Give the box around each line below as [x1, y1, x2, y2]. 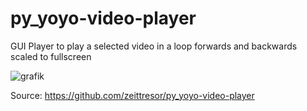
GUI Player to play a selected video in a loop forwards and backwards [10, 40, 298, 52]
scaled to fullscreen [10, 50, 92, 62]
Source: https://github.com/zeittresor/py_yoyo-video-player [10, 89, 255, 101]
